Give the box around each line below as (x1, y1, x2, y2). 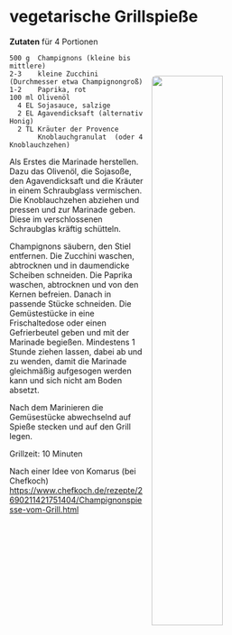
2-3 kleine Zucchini (9, 69, 99, 78)
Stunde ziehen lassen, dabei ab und (9, 345, 143, 357)
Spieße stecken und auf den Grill (9, 421, 131, 432)
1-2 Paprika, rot (9, 85, 88, 94)
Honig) (9, 116, 34, 125)
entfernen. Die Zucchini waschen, (9, 250, 135, 261)
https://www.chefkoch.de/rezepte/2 (9, 484, 143, 495)
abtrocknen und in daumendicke (9, 260, 130, 271)
